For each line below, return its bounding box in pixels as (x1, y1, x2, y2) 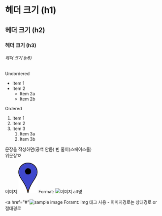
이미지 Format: (5, 188, 54, 194)
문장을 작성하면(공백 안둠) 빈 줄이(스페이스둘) (5, 146, 92, 152)
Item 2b (19, 96, 35, 102)
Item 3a (19, 130, 35, 136)
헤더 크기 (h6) (5, 55, 32, 61)
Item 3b (19, 136, 35, 142)
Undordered (5, 70, 30, 77)
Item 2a (19, 90, 35, 96)
